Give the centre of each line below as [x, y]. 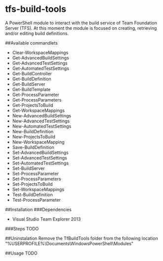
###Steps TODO [22, 228]
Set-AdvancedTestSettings [40, 157]
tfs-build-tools [36, 9]
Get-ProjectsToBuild [33, 105]
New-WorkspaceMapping [39, 142]
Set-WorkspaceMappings [38, 189]
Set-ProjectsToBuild [32, 184]
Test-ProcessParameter [36, 200]
